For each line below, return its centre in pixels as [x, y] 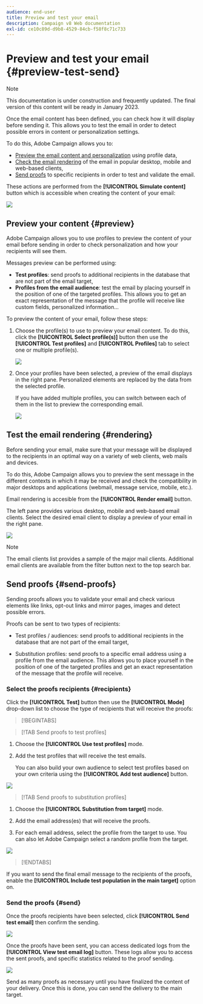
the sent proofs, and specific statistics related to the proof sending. [90, 958]
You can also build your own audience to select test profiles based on [102, 767]
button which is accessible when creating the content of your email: [91, 193]
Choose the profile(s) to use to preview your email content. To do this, [102, 330]
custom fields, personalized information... [67, 307]
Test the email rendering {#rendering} [80, 435]
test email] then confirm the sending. [53, 922]
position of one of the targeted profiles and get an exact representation [104, 666]
